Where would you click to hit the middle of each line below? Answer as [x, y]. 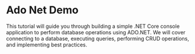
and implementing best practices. [47, 45]
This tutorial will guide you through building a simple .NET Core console [93, 26]
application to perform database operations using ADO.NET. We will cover [96, 32]
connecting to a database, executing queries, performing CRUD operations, [98, 38]
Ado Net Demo [42, 10]
